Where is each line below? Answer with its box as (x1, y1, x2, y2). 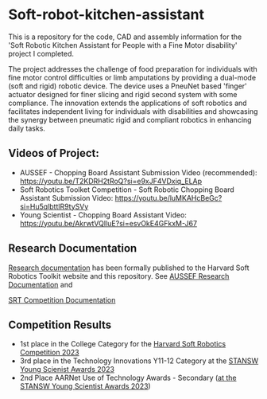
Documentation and (8, 280, 73, 289)
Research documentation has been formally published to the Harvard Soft (8, 263, 250, 272)
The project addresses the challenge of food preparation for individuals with (8, 64, 257, 73)
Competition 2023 (19, 348, 79, 358)
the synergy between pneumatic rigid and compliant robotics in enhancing (8, 115, 252, 124)
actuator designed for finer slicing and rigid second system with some (8, 89, 238, 99)
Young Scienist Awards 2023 (19, 365, 115, 374)
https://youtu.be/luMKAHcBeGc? (114, 193, 222, 202)
